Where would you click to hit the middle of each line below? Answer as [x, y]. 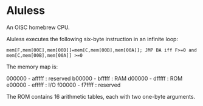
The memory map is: [32, 67]
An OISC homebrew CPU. [38, 27]
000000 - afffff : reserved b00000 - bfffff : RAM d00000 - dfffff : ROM [95, 78]
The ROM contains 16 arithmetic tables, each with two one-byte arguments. [101, 96]
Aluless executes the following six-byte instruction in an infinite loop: [92, 39]
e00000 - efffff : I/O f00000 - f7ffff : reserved [64, 85]
